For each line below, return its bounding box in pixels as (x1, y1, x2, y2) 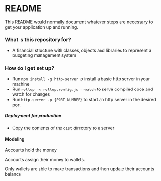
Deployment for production (5, 113, 61, 119)
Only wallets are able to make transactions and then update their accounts (5, 166, 155, 172)
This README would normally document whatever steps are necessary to (5, 19, 153, 25)
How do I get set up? (5, 65, 55, 72)
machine (12, 81, 30, 87)
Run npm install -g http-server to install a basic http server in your (12, 76, 150, 82)
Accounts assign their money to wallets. (5, 156, 85, 162)
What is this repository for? (5, 36, 72, 43)
